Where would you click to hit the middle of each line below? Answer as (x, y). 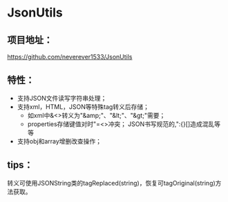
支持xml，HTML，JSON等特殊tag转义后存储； (83, 107)
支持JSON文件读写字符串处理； (62, 98)
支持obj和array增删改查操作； (59, 141)
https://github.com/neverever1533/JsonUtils (70, 57)
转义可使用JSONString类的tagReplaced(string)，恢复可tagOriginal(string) (111, 183)
